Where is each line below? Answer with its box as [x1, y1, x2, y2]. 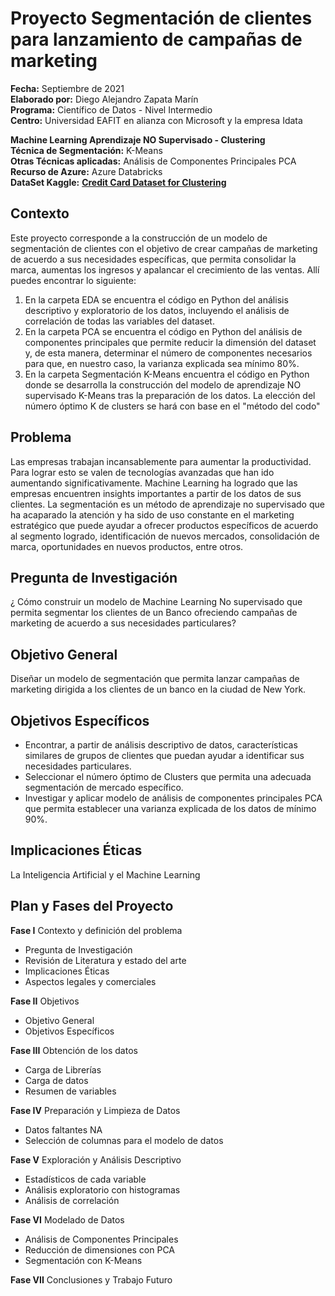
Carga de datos [24, 1074, 89, 1086]
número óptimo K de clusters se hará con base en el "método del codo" [24, 400, 321, 412]
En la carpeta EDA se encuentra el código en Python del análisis [24, 293, 289, 306]
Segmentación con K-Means [24, 1254, 143, 1266]
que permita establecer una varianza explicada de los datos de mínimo [24, 803, 317, 814]
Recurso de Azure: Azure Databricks [10, 165, 163, 177]
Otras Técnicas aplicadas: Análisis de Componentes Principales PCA [10, 155, 297, 167]
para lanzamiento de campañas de [10, 28, 303, 51]
